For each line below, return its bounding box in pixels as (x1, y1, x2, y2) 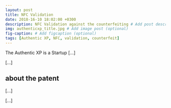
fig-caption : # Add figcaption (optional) (5, 31, 97, 36)
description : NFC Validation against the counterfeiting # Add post (5, 21, 154, 27)
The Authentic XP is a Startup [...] (5, 49, 76, 56)
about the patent (5, 74, 60, 83)
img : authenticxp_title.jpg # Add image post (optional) (5, 26, 129, 31)
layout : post (5, 7, 33, 13)
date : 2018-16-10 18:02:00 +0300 (5, 17, 76, 22)
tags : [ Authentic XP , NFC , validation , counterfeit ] (5, 36, 120, 41)
